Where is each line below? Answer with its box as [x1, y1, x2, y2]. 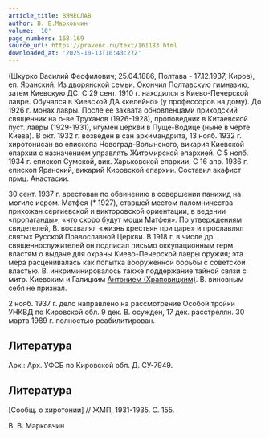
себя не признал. [8, 283, 67, 293]
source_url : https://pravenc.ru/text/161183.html [8, 42, 178, 50]
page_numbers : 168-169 [8, 34, 84, 43]
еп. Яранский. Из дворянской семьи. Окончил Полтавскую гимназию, [8, 80, 250, 89]
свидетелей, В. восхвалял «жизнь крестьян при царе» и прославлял [8, 223, 244, 233]
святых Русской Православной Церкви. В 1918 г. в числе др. [8, 232, 215, 241]
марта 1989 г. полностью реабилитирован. [8, 316, 155, 325]
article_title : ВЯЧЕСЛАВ [8, 11, 92, 20]
